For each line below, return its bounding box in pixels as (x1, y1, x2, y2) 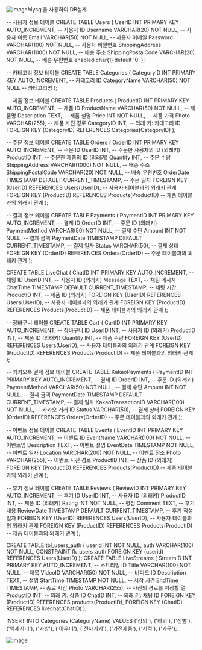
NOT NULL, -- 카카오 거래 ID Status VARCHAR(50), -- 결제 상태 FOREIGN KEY (6, 406, 196, 413)
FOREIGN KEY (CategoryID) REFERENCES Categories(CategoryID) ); (6, 127, 176, 133)
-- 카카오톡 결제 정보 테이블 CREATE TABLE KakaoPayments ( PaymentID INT (6, 369, 194, 375)
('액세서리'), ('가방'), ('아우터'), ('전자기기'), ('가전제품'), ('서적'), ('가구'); (6, 625, 177, 632)
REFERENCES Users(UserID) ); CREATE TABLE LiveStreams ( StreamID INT (6, 554, 192, 561)
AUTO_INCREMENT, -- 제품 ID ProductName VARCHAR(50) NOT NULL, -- (6, 105, 189, 111)
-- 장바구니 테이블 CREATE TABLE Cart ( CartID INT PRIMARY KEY (6, 319, 168, 326)
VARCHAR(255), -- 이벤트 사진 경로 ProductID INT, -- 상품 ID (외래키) (6, 457, 174, 463)
